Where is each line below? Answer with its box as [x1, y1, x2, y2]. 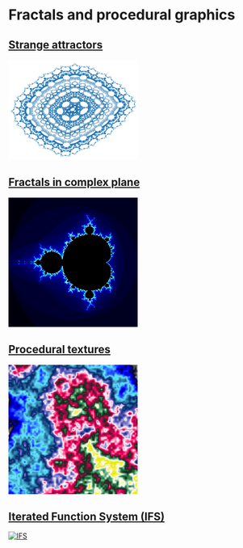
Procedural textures [8, 343, 111, 356]
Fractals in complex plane [8, 175, 140, 189]
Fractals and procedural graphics [8, 6, 236, 24]
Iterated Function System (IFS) [8, 510, 165, 524]
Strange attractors [8, 38, 103, 52]
